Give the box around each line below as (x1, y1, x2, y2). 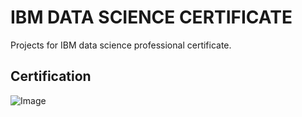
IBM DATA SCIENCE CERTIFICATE (10, 6, 293, 29)
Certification (10, 68, 92, 85)
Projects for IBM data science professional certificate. (10, 39, 232, 51)
